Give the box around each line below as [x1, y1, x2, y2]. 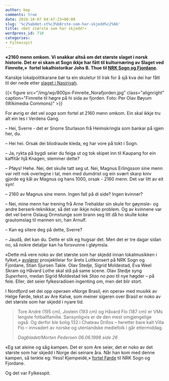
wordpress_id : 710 [5, 31, 44, 36]
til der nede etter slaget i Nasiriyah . [5, 80, 78, 86]
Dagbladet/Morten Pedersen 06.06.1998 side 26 [17, 334, 118, 340]
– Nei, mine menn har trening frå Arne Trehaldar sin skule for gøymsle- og [5, 201, 159, 207]
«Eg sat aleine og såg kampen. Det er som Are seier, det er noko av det [5, 344, 153, 350]
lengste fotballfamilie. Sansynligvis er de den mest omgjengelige [17, 313, 152, 320]
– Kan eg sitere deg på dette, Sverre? [5, 226, 82, 232]
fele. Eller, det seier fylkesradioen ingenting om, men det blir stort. [5, 278, 142, 284]
